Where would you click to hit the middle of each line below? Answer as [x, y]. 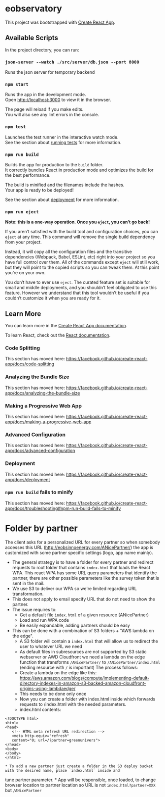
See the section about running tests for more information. [63, 142]
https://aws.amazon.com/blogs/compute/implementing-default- [84, 678]
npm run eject [22, 212]
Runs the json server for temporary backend [50, 72]
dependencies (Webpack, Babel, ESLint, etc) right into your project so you [80, 257]
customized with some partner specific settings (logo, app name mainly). [79, 552]
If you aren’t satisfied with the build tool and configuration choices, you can [82, 232]
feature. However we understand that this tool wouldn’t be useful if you [77, 293]
